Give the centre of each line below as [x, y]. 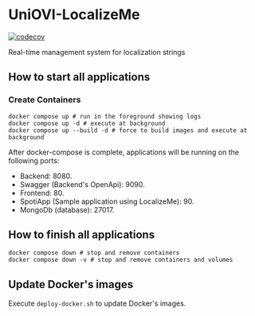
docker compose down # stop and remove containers [94, 253]
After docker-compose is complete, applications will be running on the [124, 152]
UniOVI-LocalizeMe [74, 15]
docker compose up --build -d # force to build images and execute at [128, 130]
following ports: [34, 160]
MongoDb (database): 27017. [67, 209]
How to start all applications [79, 77]
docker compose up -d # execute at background [87, 123]
